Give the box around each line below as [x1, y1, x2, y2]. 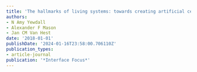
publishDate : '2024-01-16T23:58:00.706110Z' [6, 41, 117, 47]
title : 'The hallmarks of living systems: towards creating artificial [6, 8, 185, 15]
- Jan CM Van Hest [6, 30, 51, 36]
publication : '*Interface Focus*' [6, 57, 91, 63]
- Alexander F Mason [6, 24, 57, 31]
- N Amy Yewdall [6, 19, 46, 25]
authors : [6, 14, 28, 20]
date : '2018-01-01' [6, 35, 54, 41]
